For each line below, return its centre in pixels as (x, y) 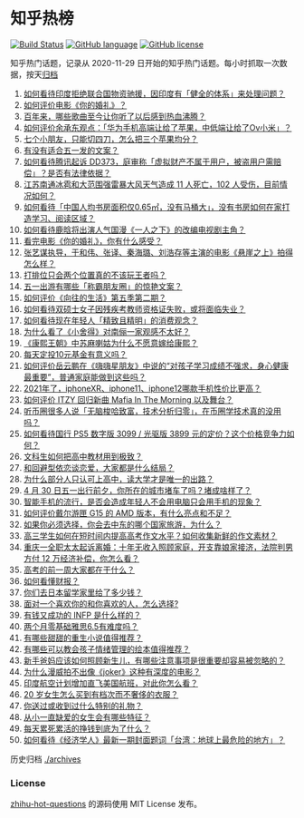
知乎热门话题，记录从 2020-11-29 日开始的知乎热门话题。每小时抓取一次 (145, 63)
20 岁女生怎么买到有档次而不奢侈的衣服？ (101, 694)
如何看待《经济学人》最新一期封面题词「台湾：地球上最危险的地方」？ (154, 739)
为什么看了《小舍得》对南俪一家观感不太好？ (107, 331)
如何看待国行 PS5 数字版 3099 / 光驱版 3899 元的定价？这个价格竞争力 (155, 433)
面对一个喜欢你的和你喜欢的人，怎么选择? (101, 603)
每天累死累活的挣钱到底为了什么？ (87, 728)
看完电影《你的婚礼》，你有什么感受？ (93, 240)
